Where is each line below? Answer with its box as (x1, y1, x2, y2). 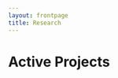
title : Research (8, 19, 61, 27)
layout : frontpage (8, 11, 68, 20)
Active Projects (8, 53, 110, 71)
